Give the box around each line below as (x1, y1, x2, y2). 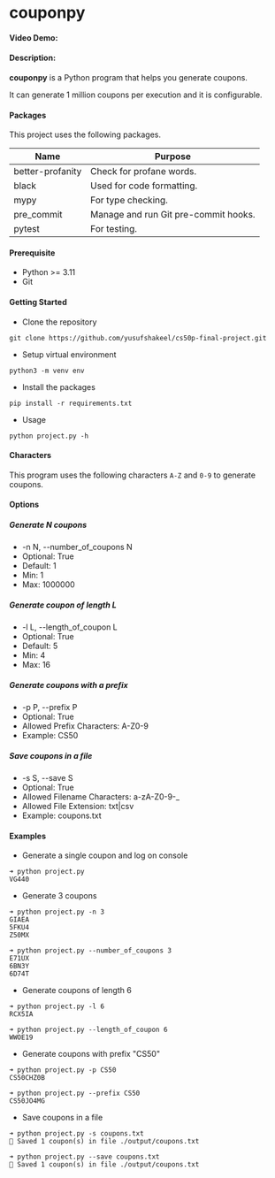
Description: (9, 52, 56, 64)
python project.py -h (9, 432, 89, 440)
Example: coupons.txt (21, 810, 102, 821)
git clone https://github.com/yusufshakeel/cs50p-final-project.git (9, 333, 267, 342)
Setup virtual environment (21, 348, 117, 360)
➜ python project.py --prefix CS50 (9, 1089, 141, 1098)
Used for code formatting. (89, 180, 198, 192)
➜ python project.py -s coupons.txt (9, 1129, 144, 1138)
